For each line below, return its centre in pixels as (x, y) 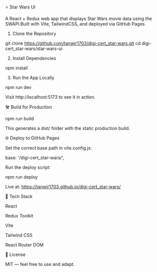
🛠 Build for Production (29, 107)
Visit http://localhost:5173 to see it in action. (50, 97)
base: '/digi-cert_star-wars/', (35, 157)
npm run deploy (22, 177)
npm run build (20, 118)
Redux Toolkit (19, 216)
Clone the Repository (34, 33)
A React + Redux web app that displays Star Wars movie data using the (78, 18)
